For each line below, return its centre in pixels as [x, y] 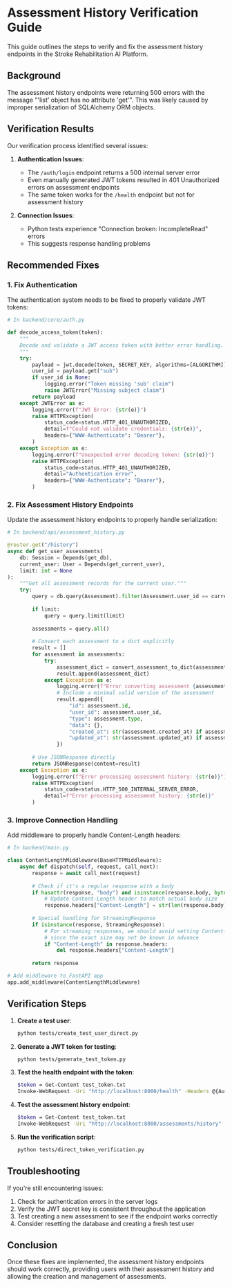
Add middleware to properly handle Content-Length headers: [94, 835]
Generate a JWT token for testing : [67, 1046]
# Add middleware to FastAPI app [55, 976]
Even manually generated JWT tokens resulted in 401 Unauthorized [123, 180]
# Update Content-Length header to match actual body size [130, 899]
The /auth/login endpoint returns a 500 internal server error [114, 172]
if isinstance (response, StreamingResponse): [99, 925]
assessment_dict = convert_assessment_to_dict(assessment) [143, 667]
